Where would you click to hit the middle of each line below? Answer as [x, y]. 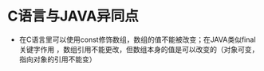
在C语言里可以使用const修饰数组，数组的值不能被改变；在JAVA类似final [137, 39]
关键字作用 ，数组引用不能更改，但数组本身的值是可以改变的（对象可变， [139, 49]
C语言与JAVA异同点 [73, 16]
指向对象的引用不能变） [57, 59]
